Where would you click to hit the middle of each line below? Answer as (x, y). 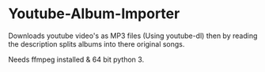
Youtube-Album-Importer (94, 14)
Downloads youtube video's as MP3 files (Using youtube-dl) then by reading (133, 36)
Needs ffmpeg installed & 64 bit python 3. (76, 59)
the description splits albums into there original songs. (97, 44)
